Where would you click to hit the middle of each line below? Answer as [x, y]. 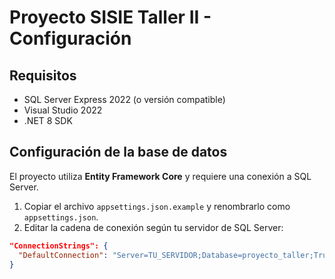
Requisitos [43, 75]
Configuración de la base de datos [118, 152]
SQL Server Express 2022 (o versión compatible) [124, 99]
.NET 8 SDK [48, 120]
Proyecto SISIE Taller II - [110, 17]
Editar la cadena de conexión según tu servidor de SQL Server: [153, 227]
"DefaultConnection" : [63, 255]
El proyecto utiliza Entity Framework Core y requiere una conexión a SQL [160, 176]
